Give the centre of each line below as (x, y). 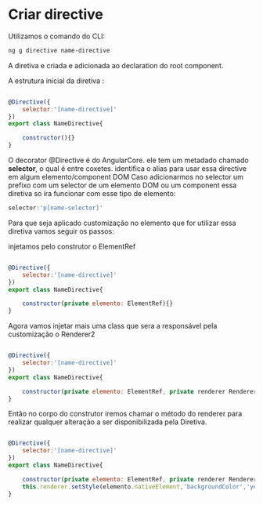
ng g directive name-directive (59, 50)
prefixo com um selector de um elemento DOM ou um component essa (122, 185)
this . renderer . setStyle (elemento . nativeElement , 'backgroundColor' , (134, 487)
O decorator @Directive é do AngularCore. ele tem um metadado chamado (128, 160)
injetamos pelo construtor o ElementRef (72, 246)
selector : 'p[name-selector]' (56, 208)
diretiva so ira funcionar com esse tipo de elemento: (92, 194)
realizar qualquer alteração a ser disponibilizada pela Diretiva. (108, 422)
